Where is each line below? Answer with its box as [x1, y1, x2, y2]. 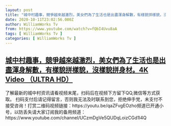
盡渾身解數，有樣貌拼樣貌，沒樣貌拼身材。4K [5, 66, 149, 74]
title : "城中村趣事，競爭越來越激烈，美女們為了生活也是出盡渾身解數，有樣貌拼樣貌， [5, 12, 164, 17]
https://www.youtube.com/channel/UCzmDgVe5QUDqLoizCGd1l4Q [5, 114, 147, 120]
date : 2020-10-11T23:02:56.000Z [5, 17, 74, 22]
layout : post [5, 7, 33, 13]
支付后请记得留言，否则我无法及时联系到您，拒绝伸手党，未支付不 [24, 96, 163, 102]
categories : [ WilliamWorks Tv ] [5, 36, 76, 41]
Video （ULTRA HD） [5, 75, 73, 84]
